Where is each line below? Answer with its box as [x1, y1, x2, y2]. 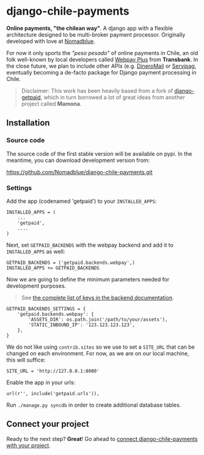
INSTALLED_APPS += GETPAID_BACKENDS [6, 264, 100, 271]
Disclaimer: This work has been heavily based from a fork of [21, 87, 173, 94]
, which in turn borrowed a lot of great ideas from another [40, 93, 185, 101]
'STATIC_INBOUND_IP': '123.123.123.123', [28, 322, 136, 328]
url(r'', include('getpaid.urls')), [6, 390, 100, 396]
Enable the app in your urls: [6, 379, 76, 386]
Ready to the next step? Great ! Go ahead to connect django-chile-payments [6, 435, 198, 442]
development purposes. [6, 282, 67, 289]
